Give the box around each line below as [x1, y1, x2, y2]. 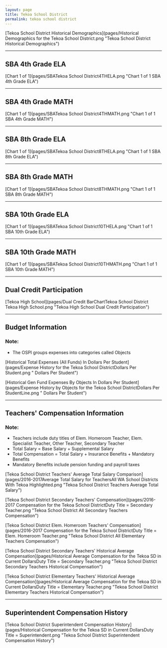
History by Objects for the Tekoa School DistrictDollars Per [39, 385, 160, 390]
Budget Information [5, 323, 67, 332]
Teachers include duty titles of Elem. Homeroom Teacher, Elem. [12, 435, 143, 441]
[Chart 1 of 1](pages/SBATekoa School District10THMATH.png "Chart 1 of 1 [5, 261, 158, 267]
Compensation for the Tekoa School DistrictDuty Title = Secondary [15, 502, 153, 508]
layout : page [5, 7, 32, 12]
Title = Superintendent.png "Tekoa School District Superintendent [5, 632, 140, 638]
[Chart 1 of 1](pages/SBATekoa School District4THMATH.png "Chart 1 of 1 [5, 111, 156, 117]
